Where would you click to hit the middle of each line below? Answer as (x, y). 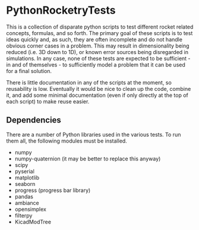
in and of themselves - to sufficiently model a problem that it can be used (96, 64)
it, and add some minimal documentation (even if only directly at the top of (97, 95)
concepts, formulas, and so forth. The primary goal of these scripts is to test (99, 33)
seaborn (25, 184)
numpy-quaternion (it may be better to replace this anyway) (88, 159)
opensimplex (30, 209)
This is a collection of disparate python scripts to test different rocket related (100, 27)
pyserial (24, 171)
